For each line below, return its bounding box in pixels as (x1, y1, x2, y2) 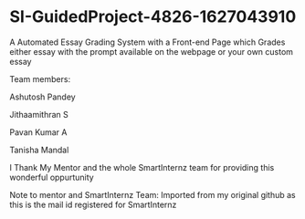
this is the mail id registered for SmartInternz (9, 199, 177, 210)
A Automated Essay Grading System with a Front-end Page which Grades (9, 36, 286, 47)
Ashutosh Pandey (9, 91, 76, 102)
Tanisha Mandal (9, 144, 69, 155)
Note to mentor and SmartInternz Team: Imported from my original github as (9, 189, 297, 200)
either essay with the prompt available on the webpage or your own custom (9, 46, 294, 57)
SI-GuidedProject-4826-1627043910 (9, 6, 297, 27)
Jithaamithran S (9, 109, 68, 120)
